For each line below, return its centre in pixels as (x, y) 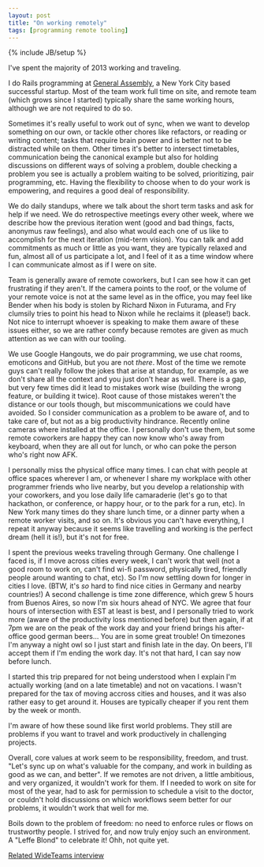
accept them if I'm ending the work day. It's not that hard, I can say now (125, 653)
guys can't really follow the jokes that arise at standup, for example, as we (128, 371)
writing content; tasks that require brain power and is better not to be (120, 141)
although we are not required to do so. (70, 108)
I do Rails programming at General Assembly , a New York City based (119, 83)
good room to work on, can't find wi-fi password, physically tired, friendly (128, 569)
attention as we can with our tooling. (67, 339)
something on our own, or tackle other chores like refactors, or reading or (127, 132)
